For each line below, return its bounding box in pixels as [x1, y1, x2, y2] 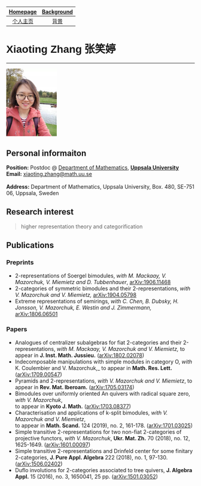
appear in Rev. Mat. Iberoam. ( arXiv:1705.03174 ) [14, 383, 135, 390]
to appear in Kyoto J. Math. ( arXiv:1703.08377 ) [14, 402, 132, 410]
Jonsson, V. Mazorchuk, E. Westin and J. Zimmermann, [14, 304, 152, 311]
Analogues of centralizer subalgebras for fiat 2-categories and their [14, 339, 182, 346]
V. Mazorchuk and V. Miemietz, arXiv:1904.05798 [14, 291, 136, 298]
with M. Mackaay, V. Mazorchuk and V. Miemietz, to [56, 345, 185, 352]
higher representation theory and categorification [20, 223, 143, 230]
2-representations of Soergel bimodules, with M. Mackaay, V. [14, 272, 167, 279]
